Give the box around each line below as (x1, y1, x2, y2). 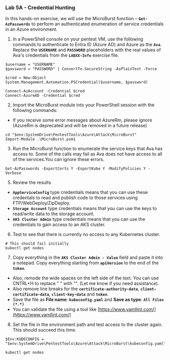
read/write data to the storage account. (12, 211, 95, 217)
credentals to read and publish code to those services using (12, 194, 138, 201)
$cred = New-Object (5, 75, 47, 81)
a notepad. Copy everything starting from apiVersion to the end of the (12, 260, 159, 266)
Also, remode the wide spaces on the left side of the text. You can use (12, 275, 159, 281)
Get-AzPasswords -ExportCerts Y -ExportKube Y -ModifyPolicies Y (5, 166, 146, 171)
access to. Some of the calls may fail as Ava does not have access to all (12, 151, 162, 157)
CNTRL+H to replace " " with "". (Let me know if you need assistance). (12, 281, 159, 287)
